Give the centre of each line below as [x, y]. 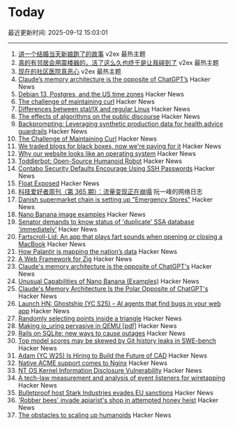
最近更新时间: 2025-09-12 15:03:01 [58, 32]
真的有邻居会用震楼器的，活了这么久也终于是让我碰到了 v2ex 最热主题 [118, 62]
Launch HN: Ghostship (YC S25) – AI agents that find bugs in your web [120, 303]
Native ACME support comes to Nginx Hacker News [93, 363]
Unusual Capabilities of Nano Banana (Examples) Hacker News [108, 281]
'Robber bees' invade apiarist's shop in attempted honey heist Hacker [118, 400]
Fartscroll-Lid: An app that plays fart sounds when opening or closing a [120, 236]
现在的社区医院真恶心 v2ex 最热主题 [69, 71]
